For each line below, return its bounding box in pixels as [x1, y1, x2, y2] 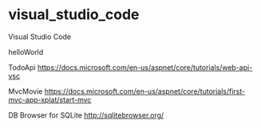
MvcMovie [8, 86, 43, 96]
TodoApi [8, 62, 36, 72]
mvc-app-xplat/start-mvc [8, 95, 92, 104]
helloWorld [8, 47, 44, 56]
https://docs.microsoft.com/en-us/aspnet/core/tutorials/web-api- [37, 62, 253, 72]
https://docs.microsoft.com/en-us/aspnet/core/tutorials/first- [44, 86, 246, 96]
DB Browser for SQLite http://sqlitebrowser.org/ [8, 110, 164, 120]
